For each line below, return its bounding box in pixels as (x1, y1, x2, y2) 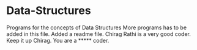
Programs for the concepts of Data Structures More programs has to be (6, 24, 187, 31)
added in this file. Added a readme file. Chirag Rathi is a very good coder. (6, 30, 191, 37)
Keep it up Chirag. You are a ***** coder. (6, 37, 110, 44)
